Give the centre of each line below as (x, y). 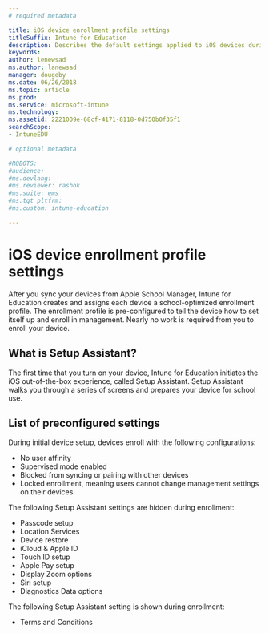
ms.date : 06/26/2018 (43, 82)
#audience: (26, 171)
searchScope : (30, 127)
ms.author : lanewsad (43, 68)
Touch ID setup (45, 557)
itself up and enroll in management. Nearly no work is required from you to (131, 319)
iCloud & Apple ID (49, 549)
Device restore (44, 540)
